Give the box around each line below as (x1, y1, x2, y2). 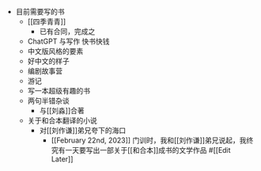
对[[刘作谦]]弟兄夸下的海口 (39, 126, 127, 135)
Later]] (51, 154, 74, 164)
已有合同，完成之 (39, 27, 96, 36)
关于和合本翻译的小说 (27, 116, 97, 125)
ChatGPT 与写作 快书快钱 (27, 36, 110, 46)
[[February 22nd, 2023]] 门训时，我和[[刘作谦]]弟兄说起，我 (51, 135, 247, 145)
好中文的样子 (27, 56, 70, 66)
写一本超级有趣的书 (27, 86, 91, 95)
